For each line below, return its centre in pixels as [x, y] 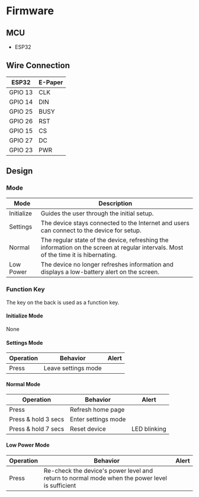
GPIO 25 [21, 111]
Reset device [88, 429]
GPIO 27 [21, 140]
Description [115, 203]
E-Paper [51, 82]
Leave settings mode [73, 368]
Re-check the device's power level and [98, 470]
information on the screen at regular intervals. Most [112, 247]
